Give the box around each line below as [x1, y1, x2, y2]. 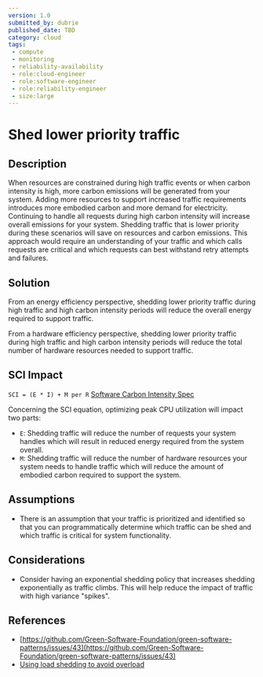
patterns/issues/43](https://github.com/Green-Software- [19, 643, 204, 653]
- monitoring [11, 56, 55, 64]
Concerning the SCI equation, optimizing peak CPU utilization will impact [8, 405, 243, 414]
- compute [11, 48, 44, 56]
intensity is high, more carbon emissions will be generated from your [8, 187, 230, 196]
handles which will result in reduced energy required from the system [19, 436, 245, 446]
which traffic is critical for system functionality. [19, 531, 171, 540]
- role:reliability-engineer [11, 84, 108, 93]
